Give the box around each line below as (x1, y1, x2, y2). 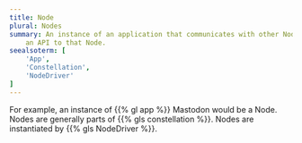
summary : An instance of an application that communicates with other (9, 29, 280, 38)
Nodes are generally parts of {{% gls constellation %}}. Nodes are (9, 114, 254, 124)
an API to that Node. (25, 38, 106, 47)
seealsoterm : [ (9, 46, 67, 55)
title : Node (9, 13, 54, 22)
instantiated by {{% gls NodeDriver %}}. (9, 122, 158, 134)
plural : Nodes (9, 21, 63, 30)
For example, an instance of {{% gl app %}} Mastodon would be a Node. (9, 104, 278, 114)
